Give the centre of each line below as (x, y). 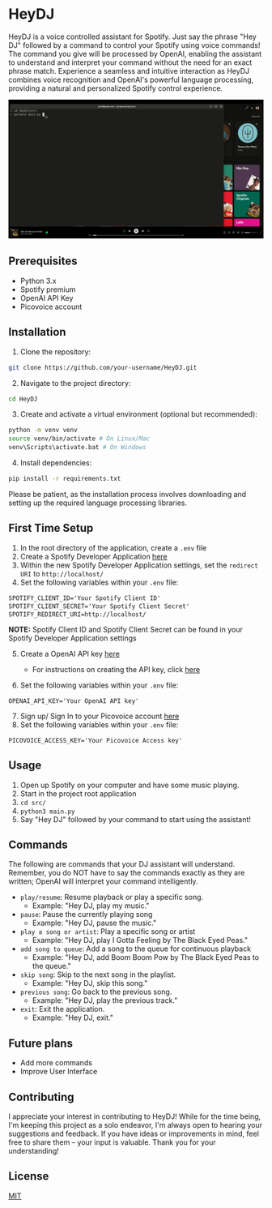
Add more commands (56, 1063)
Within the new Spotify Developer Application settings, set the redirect (139, 565)
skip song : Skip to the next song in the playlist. (98, 975)
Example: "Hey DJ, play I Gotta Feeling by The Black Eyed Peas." (140, 940)
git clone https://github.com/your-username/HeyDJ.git (103, 367)
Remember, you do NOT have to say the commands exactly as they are (127, 873)
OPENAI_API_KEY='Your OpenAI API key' (74, 701)
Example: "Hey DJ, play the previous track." (105, 1000)
